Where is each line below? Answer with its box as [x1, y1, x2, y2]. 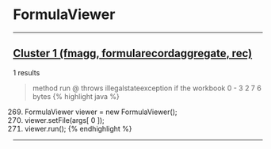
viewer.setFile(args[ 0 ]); [24, 115, 105, 124]
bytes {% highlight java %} [32, 91, 120, 101]
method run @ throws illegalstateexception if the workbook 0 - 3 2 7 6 [32, 83, 262, 93]
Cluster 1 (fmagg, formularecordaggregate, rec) [13, 47, 253, 60]
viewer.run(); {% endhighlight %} [24, 124, 133, 133]
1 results [13, 67, 40, 77]
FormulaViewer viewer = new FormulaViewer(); [24, 107, 177, 117]
